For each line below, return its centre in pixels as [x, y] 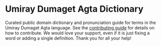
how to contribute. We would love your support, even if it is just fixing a [77, 33]
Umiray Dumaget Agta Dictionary [74, 9]
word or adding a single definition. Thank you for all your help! [68, 38]
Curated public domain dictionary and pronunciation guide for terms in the [81, 23]
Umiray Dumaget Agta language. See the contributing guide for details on [80, 27]
